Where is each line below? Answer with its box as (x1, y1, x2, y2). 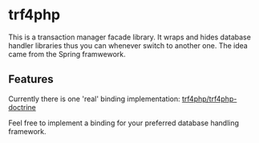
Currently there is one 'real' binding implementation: (8, 94, 180, 104)
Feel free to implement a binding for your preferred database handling (8, 118, 239, 128)
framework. (8, 126, 47, 136)
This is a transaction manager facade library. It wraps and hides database (8, 32, 251, 42)
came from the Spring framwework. (8, 49, 126, 59)
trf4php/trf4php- (181, 94, 237, 104)
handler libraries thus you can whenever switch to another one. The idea (8, 40, 249, 50)
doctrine (8, 102, 36, 112)
